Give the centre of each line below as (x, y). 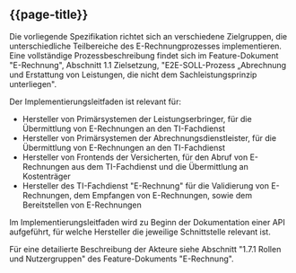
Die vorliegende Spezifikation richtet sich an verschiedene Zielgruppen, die (148, 36)
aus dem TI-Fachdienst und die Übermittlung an (160, 166)
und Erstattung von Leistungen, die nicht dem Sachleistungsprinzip (133, 75)
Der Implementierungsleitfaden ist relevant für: (96, 101)
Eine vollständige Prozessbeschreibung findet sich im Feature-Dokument (144, 55)
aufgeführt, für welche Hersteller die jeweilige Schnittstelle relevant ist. (140, 232)
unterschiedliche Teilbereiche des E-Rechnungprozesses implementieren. (146, 46)
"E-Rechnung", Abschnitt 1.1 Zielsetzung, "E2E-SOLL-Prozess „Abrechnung (148, 65)
